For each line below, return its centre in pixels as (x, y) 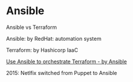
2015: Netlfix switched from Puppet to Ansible (62, 73)
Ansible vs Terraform (31, 27)
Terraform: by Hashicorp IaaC (42, 50)
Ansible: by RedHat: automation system (54, 38)
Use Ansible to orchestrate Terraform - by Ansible (66, 61)
